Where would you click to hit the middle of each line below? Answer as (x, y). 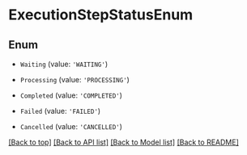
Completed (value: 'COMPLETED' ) (71, 95)
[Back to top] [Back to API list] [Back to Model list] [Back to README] (123, 142)
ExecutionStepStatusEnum (101, 15)
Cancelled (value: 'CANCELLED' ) (71, 126)
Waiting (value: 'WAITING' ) (64, 64)
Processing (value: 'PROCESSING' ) (75, 80)
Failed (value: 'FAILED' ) (60, 111)
